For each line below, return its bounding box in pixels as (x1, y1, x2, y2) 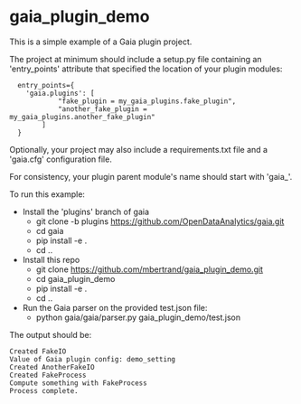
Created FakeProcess (9, 371, 88, 380)
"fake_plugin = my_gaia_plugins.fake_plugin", (57, 97, 237, 106)
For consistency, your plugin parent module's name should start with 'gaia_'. (9, 171, 293, 182)
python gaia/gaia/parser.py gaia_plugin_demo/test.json (35, 312, 241, 323)
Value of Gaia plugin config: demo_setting (9, 354, 176, 363)
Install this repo (22, 254, 80, 265)
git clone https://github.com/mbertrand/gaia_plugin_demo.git (35, 264, 264, 275)
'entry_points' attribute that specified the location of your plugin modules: (9, 63, 283, 74)
